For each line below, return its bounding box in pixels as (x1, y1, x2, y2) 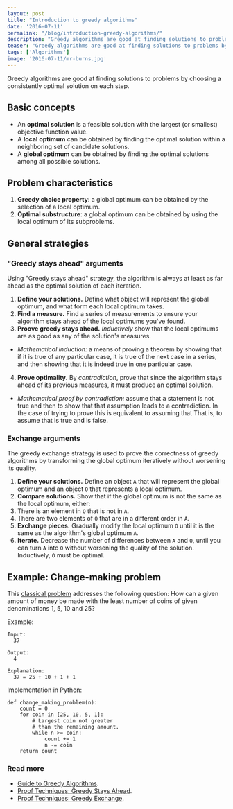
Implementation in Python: (7, 686, 83, 694)
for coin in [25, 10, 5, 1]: (19, 711, 104, 718)
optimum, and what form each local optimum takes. (17, 302, 164, 311)
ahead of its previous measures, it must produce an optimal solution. (17, 381, 214, 389)
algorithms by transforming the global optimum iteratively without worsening (7, 457, 225, 465)
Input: (7, 632, 26, 638)
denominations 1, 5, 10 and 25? (7, 604, 95, 613)
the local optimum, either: (17, 500, 91, 508)
